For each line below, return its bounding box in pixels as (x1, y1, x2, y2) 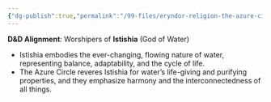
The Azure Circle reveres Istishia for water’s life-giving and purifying (19, 66, 248, 77)
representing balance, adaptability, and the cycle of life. (19, 58, 205, 68)
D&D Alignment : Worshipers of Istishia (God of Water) (7, 34, 190, 44)
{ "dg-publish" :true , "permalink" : (7, 11, 121, 20)
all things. (19, 84, 52, 94)
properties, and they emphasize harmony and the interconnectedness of (19, 75, 261, 85)
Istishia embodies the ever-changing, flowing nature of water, (19, 49, 224, 59)
